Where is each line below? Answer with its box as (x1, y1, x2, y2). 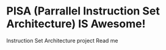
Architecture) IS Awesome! (6, 17, 146, 31)
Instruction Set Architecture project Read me (6, 37, 118, 44)
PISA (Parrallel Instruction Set (6, 4, 160, 18)
